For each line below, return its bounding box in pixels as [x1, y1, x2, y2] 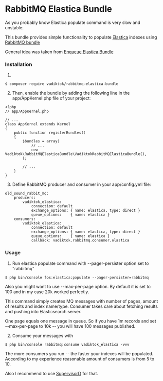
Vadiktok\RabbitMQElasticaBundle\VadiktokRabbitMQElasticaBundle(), [5, 152, 147, 157]
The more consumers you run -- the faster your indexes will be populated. [5, 350, 154, 357]
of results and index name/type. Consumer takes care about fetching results [5, 303, 158, 309]
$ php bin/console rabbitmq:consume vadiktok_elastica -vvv [5, 342, 130, 347]
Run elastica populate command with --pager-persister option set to [12, 260, 149, 266]
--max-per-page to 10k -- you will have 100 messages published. [5, 323, 136, 329]
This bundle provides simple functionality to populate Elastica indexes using [5, 34, 157, 40]
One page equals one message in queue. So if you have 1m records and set [5, 318, 157, 324]
